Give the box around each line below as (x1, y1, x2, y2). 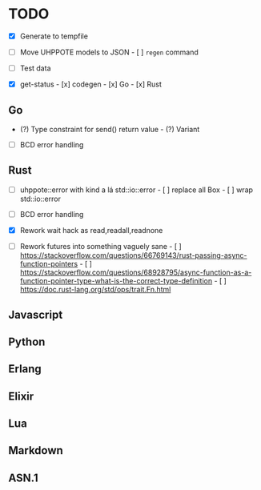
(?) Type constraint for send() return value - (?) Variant (19, 125, 200, 134)
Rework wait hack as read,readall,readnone (19, 226, 163, 235)
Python (8, 335, 46, 348)
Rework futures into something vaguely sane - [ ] (19, 242, 182, 251)
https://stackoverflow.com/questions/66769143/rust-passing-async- (19, 251, 247, 260)
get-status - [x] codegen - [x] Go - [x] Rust (19, 79, 162, 89)
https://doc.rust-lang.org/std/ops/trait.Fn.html (19, 285, 171, 295)
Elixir (8, 389, 34, 403)
